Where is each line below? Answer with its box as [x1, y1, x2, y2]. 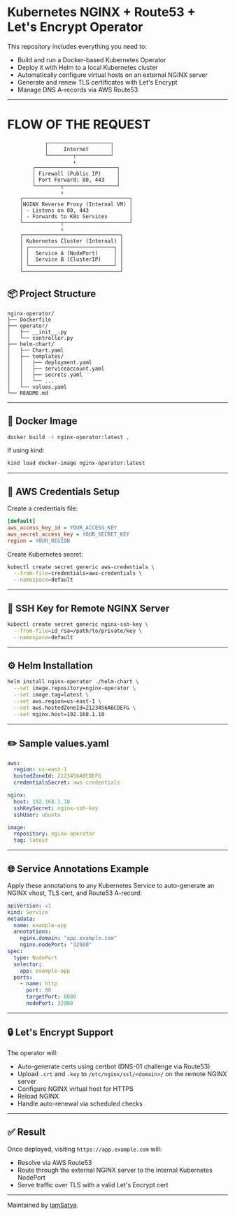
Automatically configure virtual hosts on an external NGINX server [17, 71, 208, 79]
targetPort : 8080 [25, 994, 77, 1001]
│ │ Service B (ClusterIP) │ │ [20, 256, 124, 263]
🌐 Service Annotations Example [7, 863, 149, 875]
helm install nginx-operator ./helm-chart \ [7, 678, 139, 685]
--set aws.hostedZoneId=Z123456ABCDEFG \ [13, 704, 136, 711]
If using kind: [7, 446, 45, 455]
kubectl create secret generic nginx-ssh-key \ [7, 621, 149, 628]
